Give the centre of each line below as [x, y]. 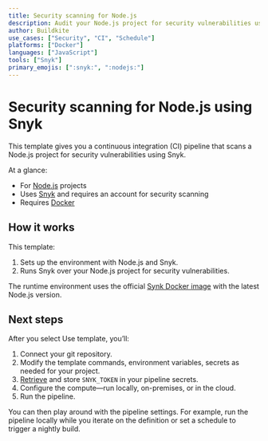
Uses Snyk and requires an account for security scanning [114, 194]
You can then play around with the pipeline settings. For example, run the [128, 412]
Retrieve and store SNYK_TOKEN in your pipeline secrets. [109, 380]
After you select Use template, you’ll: [69, 339]
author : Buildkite [39, 30]
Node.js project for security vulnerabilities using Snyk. [97, 154]
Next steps [36, 319]
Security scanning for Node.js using [130, 106]
